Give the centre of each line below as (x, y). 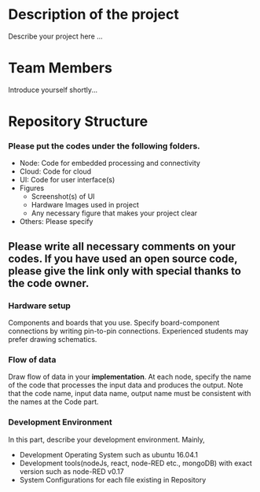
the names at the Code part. (54, 402)
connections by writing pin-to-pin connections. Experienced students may (128, 331)
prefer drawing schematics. (53, 340)
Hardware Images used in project (85, 205)
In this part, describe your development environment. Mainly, (107, 439)
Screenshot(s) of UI (63, 196)
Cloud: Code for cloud (55, 171)
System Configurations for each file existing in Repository (113, 479)
